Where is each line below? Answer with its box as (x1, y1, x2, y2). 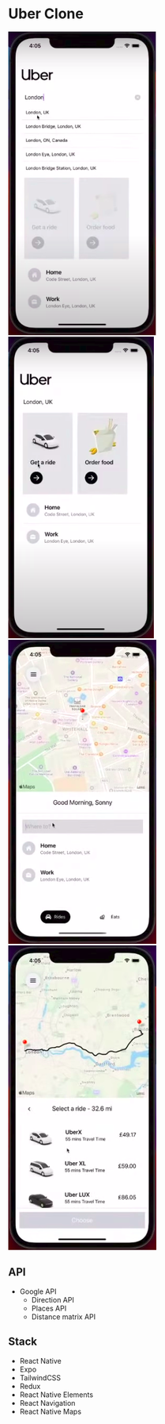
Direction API (31, 1295, 75, 1304)
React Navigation (19, 1398, 76, 1407)
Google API (19, 1287, 57, 1296)
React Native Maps (19, 1407, 81, 1416)
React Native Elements (19, 1390, 93, 1399)
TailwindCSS (19, 1372, 62, 1382)
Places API (31, 1303, 67, 1313)
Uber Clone (8, 5, 84, 23)
